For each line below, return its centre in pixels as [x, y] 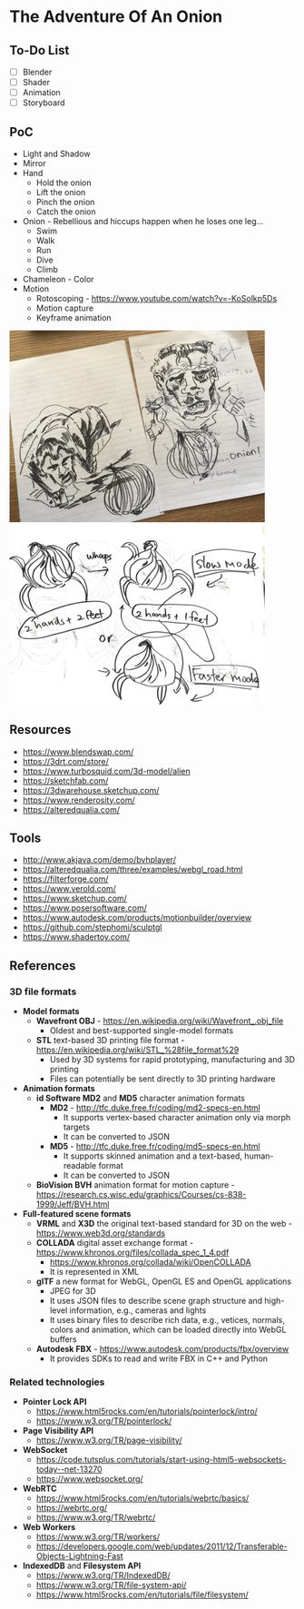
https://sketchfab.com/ [65, 780]
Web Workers [49, 1527]
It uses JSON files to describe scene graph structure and [156, 1301]
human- [259, 1156]
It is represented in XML [94, 1272]
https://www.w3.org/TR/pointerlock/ [104, 1421]
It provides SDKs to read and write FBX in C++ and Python [159, 1358]
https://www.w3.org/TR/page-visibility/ [109, 1440]
